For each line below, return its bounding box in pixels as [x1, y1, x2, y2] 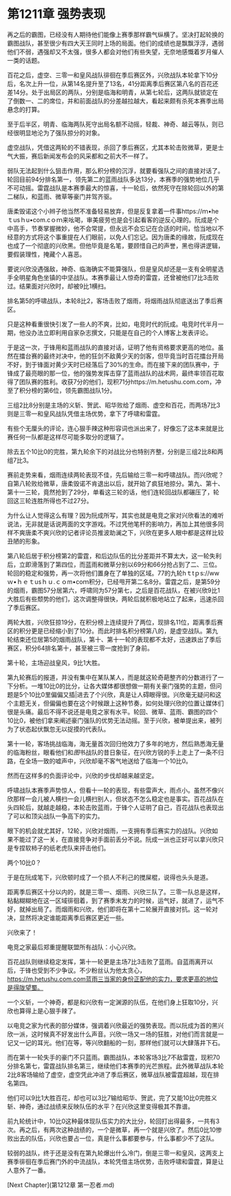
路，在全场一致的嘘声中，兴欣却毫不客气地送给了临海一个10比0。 [7, 756, 192, 765]
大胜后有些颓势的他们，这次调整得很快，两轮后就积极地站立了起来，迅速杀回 [7, 594, 224, 603]
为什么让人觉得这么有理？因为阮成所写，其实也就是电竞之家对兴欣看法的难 [7, 511, 218, 519]
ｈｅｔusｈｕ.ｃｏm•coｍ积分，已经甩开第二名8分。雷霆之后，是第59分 [16, 577, 221, 586]
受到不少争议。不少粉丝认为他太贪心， [36, 966, 146, 974]
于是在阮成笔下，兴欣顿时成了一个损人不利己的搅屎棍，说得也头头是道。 [7, 873, 212, 881]
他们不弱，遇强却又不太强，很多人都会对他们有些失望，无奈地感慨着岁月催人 [7, 48, 224, 56]
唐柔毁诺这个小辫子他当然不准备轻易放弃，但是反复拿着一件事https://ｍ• [7, 207, 212, 215]
